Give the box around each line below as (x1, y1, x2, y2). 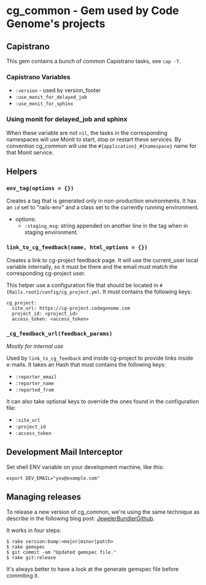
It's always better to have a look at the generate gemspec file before (6, 565, 179, 573)
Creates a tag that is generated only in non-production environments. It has (6, 197, 197, 204)
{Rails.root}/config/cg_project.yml (6, 289, 100, 295)
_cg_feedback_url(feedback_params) (6, 330, 113, 337)
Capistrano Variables (6, 72, 71, 81)
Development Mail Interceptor (6, 447, 123, 457)
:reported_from (15, 387, 55, 393)
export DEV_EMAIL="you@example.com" (6, 475, 100, 481)
